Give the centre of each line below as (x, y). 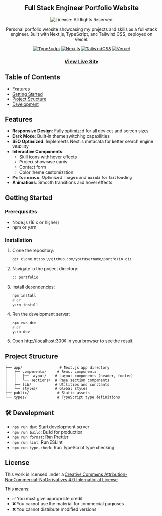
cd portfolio (25, 278)
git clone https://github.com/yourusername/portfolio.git (72, 259)
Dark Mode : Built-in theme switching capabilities (61, 136)
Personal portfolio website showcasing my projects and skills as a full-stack (81, 29)
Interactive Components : (38, 152)
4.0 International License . (94, 479)
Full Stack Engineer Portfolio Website (81, 8)
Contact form (32, 167)
